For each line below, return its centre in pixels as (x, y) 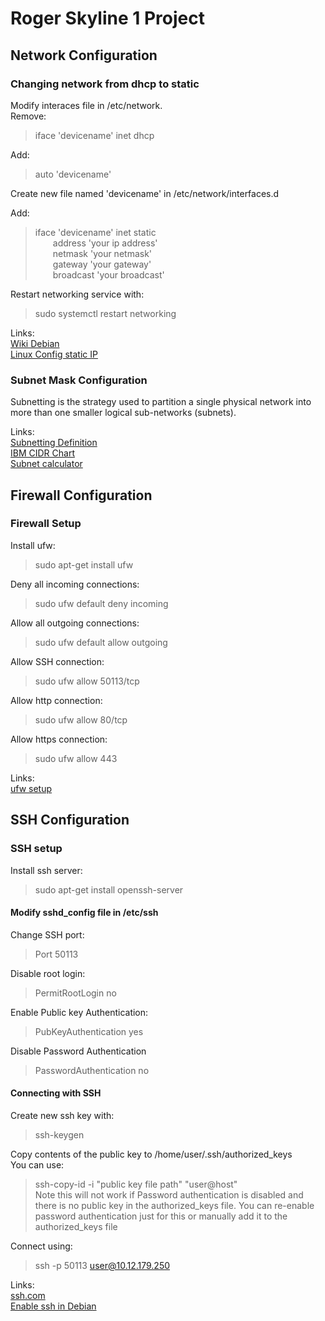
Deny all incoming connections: (75, 584)
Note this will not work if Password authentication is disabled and (169, 1194)
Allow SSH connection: (57, 661)
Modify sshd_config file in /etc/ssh (84, 913)
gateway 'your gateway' (102, 264)
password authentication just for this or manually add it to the (161, 1216)
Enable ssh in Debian (53, 1306)
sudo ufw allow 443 (76, 758)
